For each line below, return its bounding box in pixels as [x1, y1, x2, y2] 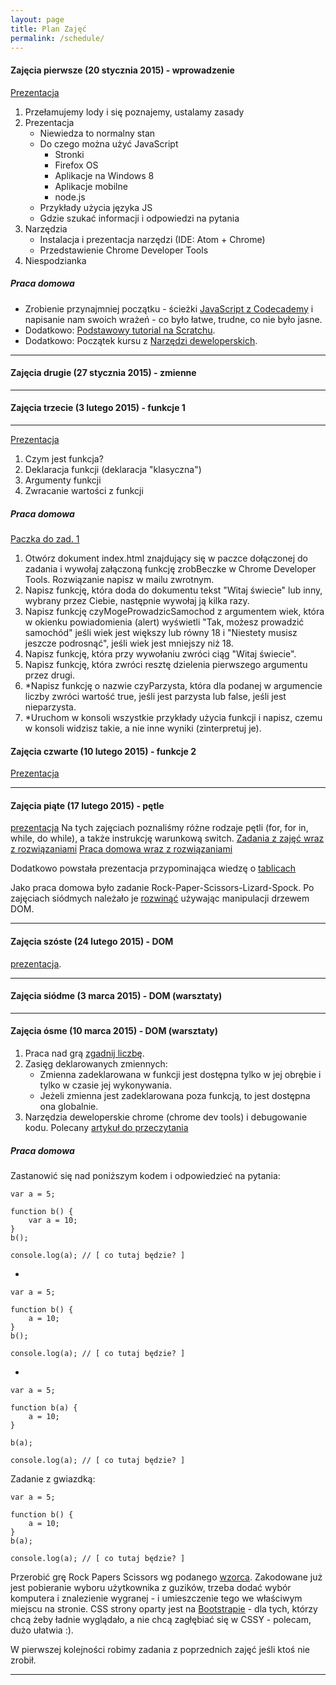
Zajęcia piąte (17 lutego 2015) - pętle [10, 799, 165, 811]
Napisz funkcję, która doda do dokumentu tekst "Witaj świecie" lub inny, [24, 584, 323, 596]
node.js [54, 191, 86, 203]
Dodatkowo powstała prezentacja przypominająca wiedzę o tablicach [10, 862, 297, 875]
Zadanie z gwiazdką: [10, 1472, 96, 1485]
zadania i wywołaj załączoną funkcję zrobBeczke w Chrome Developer [24, 562, 317, 575]
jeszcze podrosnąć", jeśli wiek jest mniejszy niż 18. [24, 637, 234, 649]
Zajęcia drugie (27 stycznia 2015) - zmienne [10, 367, 197, 379]
